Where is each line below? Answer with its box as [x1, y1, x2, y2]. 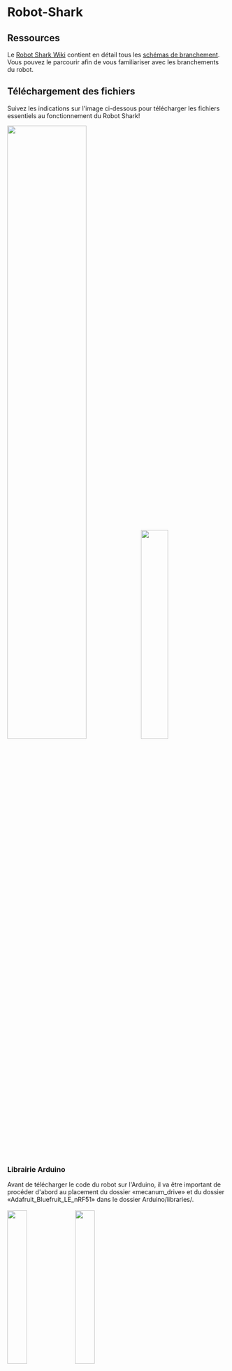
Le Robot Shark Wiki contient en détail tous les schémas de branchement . [7, 50, 220, 59]
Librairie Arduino [7, 1164, 66, 1174]
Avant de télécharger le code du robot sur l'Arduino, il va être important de [7, 1180, 222, 1189]
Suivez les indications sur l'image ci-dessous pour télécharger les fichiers [7, 104, 220, 113]
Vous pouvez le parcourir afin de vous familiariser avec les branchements [7, 58, 219, 66]
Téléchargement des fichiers [7, 85, 136, 98]
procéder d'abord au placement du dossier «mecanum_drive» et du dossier [7, 1188, 225, 1196]
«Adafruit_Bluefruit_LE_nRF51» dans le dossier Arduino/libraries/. [7, 1196, 194, 1204]
